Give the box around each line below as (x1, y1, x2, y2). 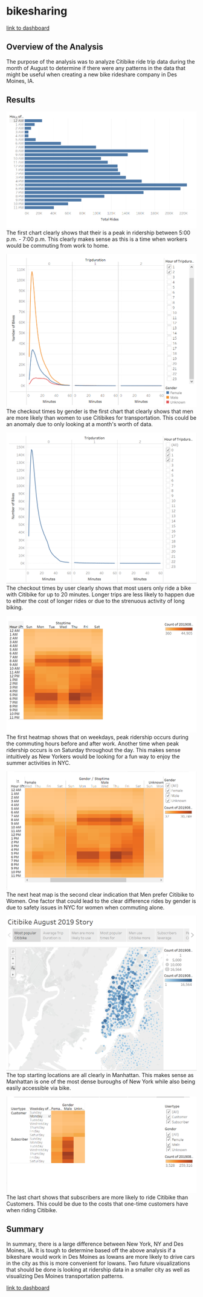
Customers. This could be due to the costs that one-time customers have (6, 1200, 188, 1207)
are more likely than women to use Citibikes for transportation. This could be (6, 414, 197, 421)
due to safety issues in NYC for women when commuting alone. (6, 904, 165, 911)
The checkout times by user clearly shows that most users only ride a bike (6, 584, 192, 592)
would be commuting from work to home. (6, 242, 109, 249)
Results (6, 95, 36, 105)
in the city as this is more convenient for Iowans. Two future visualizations (6, 1259, 190, 1267)
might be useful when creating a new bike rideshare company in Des (6, 71, 177, 78)
